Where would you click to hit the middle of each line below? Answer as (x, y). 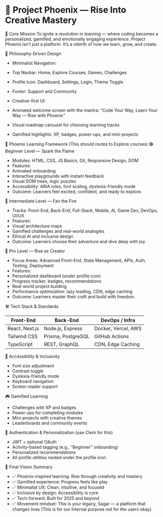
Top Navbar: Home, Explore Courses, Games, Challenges (70, 72)
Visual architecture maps (37, 226)
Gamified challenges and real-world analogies (58, 231)
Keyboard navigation (33, 381)
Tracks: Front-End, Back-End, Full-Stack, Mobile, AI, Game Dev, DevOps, (85, 210)
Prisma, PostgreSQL (67, 336)
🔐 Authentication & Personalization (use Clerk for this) (59, 432)
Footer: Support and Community (44, 91)
